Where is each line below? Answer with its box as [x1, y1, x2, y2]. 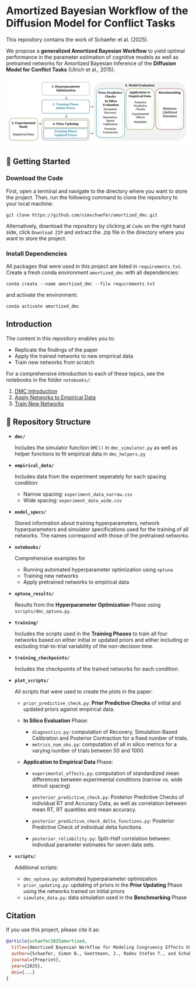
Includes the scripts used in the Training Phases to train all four [14, 630, 168, 637]
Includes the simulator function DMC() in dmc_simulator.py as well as [14, 444, 178, 451]
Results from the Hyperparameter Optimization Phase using [14, 601, 161, 608]
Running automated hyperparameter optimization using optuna [23, 566, 173, 573]
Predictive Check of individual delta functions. [32, 823, 143, 831]
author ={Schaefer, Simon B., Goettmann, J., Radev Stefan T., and [11, 951, 176, 957]
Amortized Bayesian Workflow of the [6, 4, 188, 18]
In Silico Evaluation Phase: [23, 717, 89, 724]
